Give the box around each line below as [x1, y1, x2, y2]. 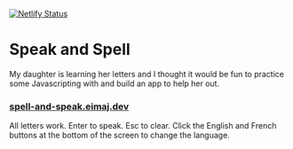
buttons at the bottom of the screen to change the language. [9, 129, 231, 141]
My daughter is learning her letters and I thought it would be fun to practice [9, 68, 284, 79]
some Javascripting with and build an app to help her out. [9, 78, 220, 89]
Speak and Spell [9, 40, 131, 59]
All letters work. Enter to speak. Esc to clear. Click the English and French [9, 121, 277, 131]
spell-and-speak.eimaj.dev [9, 100, 130, 113]
